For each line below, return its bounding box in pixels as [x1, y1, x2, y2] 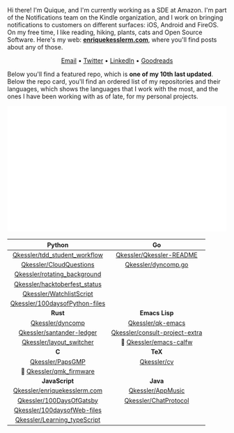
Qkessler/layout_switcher [22, 338, 94, 346]
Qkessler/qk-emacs [127, 319, 186, 327]
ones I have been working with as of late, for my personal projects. [7, 92, 198, 100]
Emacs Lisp [139, 309, 174, 317]
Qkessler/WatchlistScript [22, 289, 93, 298]
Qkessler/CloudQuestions [21, 261, 95, 268]
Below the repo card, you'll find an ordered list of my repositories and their [7, 77, 221, 86]
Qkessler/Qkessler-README [116, 250, 198, 259]
